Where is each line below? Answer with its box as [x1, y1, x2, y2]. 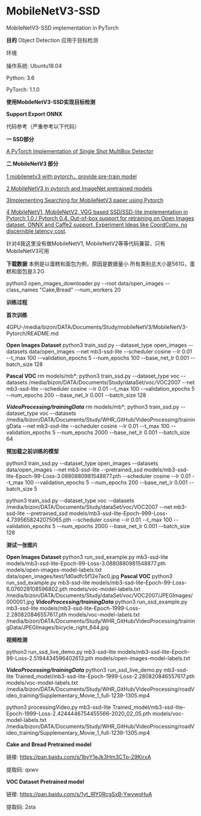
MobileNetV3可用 [6, 247, 50, 254]
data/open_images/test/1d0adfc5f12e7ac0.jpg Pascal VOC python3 [6, 572, 173, 579]
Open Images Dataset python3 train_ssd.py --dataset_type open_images [6, 341, 187, 349]
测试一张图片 [6, 541, 38, 549]
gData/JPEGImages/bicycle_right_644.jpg [6, 623, 109, 631]
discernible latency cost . [6, 227, 67, 234]
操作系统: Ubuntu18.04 [6, 62, 62, 69]
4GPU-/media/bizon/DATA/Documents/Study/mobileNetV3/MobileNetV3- [6, 323, 188, 331]
